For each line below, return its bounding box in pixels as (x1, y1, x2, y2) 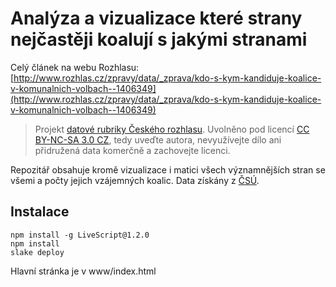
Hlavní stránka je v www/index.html (10, 265, 157, 277)
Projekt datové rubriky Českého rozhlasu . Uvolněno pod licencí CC (34, 123, 310, 135)
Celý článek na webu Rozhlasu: (10, 61, 140, 73)
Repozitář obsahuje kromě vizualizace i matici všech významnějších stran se (10, 163, 326, 176)
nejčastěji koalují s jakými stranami (10, 28, 308, 51)
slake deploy (10, 247, 65, 257)
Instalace (10, 203, 70, 221)
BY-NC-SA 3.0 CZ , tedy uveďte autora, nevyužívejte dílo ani (34, 133, 282, 146)
